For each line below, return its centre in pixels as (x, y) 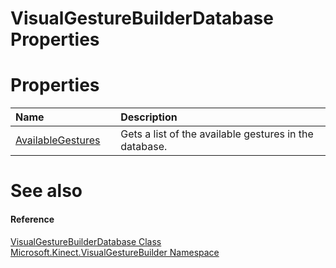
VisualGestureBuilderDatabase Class (86, 241)
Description (149, 117)
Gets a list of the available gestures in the (217, 134)
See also (46, 191)
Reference (32, 219)
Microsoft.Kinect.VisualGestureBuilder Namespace (115, 252)
